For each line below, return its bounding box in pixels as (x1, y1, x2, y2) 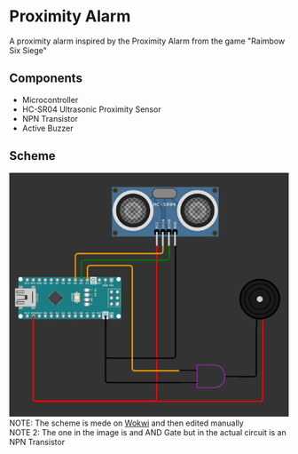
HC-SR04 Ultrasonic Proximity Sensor (21, 104, 161, 115)
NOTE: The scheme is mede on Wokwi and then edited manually (9, 418, 244, 428)
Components (9, 71, 82, 86)
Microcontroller (21, 94, 79, 105)
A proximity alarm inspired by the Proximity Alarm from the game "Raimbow (9, 36, 286, 46)
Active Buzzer (21, 123, 74, 133)
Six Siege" (9, 44, 47, 55)
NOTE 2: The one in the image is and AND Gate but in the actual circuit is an (9, 426, 286, 437)
